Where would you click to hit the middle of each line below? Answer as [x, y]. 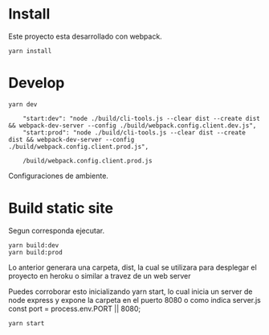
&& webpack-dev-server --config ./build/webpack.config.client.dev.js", [132, 126]
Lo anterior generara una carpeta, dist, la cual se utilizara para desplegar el [132, 267]
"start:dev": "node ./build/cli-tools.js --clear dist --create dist [142, 118]
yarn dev [23, 104]
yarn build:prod [35, 252]
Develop [37, 83]
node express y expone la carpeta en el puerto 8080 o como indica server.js [134, 300]
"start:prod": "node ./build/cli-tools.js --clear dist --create [134, 132]
